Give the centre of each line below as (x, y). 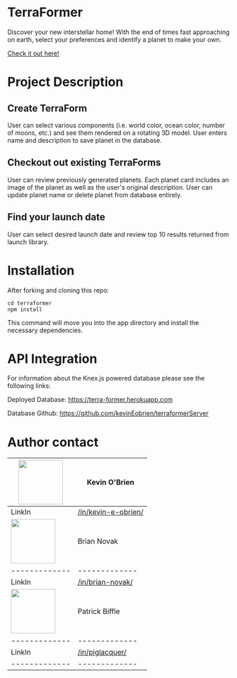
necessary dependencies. (45, 330)
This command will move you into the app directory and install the (103, 322)
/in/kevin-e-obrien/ (110, 512)
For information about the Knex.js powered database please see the (106, 378)
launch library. (28, 241)
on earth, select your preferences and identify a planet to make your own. (115, 39)
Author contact (53, 442)
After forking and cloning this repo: (58, 290)
